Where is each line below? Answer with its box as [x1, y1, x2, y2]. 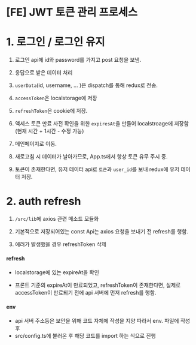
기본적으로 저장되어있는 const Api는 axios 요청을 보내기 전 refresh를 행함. [14, 228, 188, 235]
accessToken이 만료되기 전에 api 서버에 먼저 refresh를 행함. [14, 289, 157, 296]
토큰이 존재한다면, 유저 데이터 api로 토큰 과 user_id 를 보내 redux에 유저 [14, 166, 180, 173]
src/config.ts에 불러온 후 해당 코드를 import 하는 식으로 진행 [14, 332, 157, 340]
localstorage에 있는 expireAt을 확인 [14, 269, 100, 276]
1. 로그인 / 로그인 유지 [6, 35, 106, 49]
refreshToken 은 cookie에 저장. [14, 107, 88, 115]
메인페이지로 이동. [14, 140, 57, 148]
